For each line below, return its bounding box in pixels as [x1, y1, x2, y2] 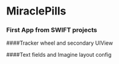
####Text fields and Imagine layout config [6, 51, 112, 59]
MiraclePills [6, 4, 66, 18]
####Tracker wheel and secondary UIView [6, 39, 114, 46]
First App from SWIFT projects [6, 26, 98, 34]
